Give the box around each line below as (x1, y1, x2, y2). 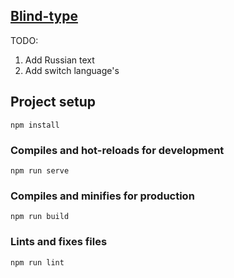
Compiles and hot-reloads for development (10, 143, 225, 157)
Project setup (10, 94, 97, 111)
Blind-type (10, 8, 78, 25)
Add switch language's (24, 64, 120, 76)
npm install (10, 120, 60, 130)
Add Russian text (24, 54, 95, 66)
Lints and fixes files (10, 235, 108, 249)
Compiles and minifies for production (10, 189, 195, 203)
